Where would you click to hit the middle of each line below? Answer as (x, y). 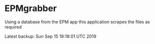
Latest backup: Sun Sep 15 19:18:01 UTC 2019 (51, 36)
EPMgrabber (31, 8)
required (13, 27)
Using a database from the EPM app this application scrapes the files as (77, 22)
